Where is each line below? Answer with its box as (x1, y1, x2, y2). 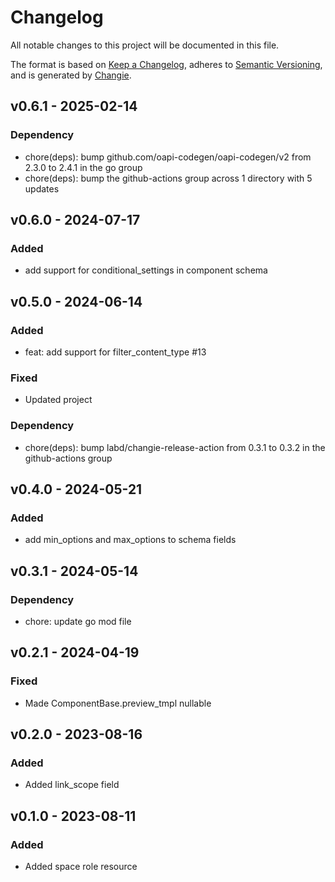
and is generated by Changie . (10, 69, 132, 81)
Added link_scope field (24, 779, 120, 791)
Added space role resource (24, 861, 138, 873)
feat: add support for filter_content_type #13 (24, 346, 207, 358)
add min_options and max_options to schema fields (24, 534, 237, 546)
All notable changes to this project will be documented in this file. (10, 39, 280, 51)
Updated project (24, 394, 93, 406)
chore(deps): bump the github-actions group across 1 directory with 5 (24, 172, 313, 184)
